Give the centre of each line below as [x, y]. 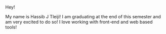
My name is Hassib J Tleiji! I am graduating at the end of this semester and [83, 17]
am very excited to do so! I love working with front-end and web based [79, 22]
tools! [11, 27]
